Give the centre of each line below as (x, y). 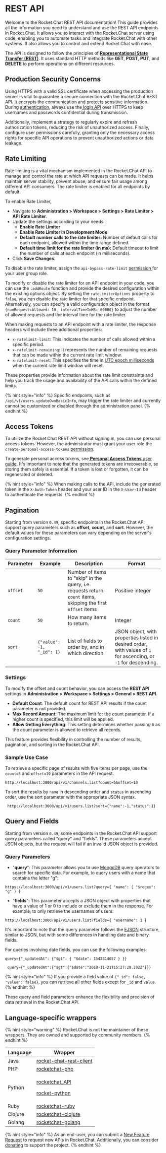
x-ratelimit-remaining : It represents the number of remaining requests (85, 349)
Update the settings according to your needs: (58, 221)
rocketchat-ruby (56, 1106)
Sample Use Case (27, 757)
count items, (82, 597)
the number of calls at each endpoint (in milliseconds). (75, 253)
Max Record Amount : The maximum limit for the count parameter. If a (83, 714)
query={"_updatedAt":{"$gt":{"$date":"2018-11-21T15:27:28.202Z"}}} (79, 968)
